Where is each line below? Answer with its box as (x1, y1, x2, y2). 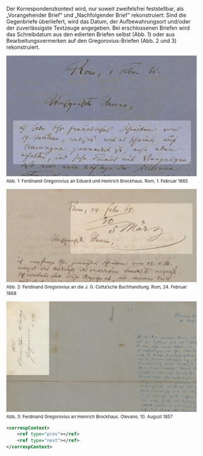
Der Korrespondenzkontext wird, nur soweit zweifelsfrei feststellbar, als (6, 5, 184, 12)
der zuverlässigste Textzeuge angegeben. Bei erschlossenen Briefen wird (6, 24, 190, 31)
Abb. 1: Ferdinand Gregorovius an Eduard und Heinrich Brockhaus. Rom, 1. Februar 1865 (6, 178, 188, 185)
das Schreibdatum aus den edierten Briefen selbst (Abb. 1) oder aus (6, 31, 175, 38)
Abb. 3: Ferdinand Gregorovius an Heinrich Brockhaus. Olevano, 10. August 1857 (6, 413, 173, 420)
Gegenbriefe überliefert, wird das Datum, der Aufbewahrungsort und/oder (6, 18, 191, 25)
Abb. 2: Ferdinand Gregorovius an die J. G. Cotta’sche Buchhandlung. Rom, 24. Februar (6, 283, 187, 290)
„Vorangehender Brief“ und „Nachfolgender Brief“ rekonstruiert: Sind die (6, 11, 187, 19)
